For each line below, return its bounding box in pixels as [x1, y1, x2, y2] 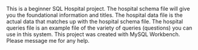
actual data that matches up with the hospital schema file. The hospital [6, 18, 183, 25]
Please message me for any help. [6, 37, 90, 44]
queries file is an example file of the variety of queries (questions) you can [6, 24, 193, 31]
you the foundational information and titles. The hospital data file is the [6, 11, 183, 19]
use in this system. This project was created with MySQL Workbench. [6, 31, 180, 38]
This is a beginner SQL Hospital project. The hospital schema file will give [6, 5, 190, 12]
